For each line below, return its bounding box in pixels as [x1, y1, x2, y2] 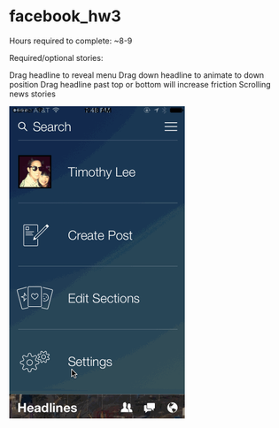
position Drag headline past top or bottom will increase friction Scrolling [9, 79, 272, 89]
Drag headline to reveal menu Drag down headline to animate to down [9, 69, 265, 80]
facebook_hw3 [9, 6, 121, 27]
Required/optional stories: [9, 52, 104, 63]
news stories [9, 88, 56, 99]
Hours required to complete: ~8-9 [9, 35, 133, 46]
